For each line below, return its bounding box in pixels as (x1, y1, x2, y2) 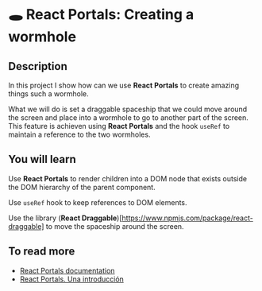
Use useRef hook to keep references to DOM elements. (8, 197, 188, 207)
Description (8, 60, 67, 73)
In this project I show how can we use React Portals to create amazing (8, 80, 240, 90)
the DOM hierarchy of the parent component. (8, 182, 156, 192)
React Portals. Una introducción (19, 274, 125, 284)
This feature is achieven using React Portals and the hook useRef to (8, 122, 230, 130)
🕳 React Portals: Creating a (8, 6, 195, 24)
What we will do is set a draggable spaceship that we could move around (8, 104, 248, 114)
